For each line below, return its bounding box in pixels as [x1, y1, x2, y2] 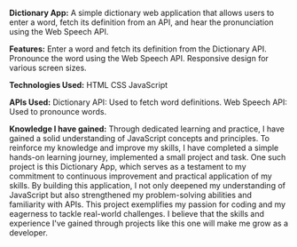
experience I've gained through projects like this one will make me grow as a [9, 218, 289, 228]
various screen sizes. [9, 62, 87, 73]
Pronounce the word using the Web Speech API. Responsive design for [9, 53, 269, 63]
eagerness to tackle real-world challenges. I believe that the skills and [9, 209, 264, 219]
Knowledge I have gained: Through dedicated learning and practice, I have [9, 123, 285, 134]
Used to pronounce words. [9, 107, 107, 116]
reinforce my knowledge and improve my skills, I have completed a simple [9, 142, 279, 153]
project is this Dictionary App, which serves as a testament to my [9, 162, 246, 171]
